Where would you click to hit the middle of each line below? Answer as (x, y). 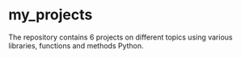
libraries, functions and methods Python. (76, 45)
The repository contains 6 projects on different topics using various (120, 37)
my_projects (51, 15)
